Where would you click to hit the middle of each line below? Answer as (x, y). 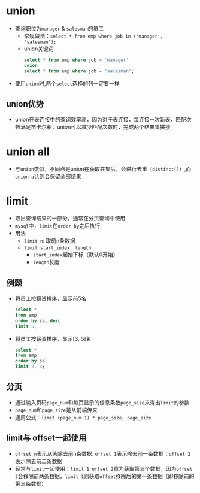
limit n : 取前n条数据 (49, 241)
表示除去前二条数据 (39, 461)
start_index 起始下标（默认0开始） (75, 255)
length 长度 (46, 262)
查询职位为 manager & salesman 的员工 (59, 28)
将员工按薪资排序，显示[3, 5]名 (53, 338)
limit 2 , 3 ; (30, 367)
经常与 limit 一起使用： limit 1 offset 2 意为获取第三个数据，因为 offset (104, 468)
